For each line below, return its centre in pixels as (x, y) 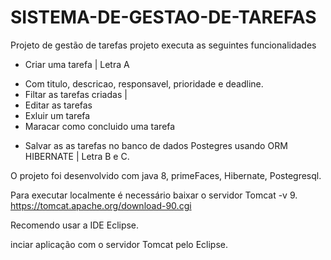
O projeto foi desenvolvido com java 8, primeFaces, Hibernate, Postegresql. (166, 175)
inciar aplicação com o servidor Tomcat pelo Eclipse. (119, 244)
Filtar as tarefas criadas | (76, 94)
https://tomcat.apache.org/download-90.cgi (101, 205)
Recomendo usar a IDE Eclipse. (75, 225)
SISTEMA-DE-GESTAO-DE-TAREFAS (163, 17)
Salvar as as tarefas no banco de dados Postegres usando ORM (156, 145)
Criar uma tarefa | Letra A (77, 64)
